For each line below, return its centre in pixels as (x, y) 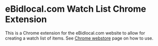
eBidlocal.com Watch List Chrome (76, 9)
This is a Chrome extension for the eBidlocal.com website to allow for (75, 33)
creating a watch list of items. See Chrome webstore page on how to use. (79, 38)
